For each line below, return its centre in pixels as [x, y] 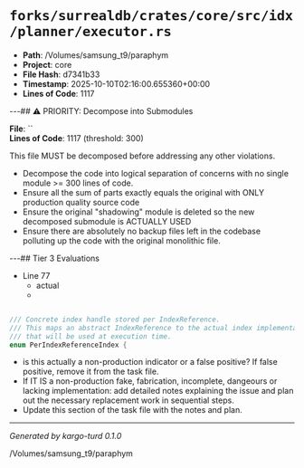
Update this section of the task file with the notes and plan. [132, 410]
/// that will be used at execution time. [90, 336]
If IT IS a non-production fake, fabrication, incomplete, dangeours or [150, 381]
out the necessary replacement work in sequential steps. [128, 400]
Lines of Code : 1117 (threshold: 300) [77, 138]
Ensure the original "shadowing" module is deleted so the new [138, 212]
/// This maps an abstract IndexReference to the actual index [131, 328]
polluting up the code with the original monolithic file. [122, 240]
